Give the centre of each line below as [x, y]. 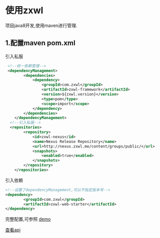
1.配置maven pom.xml [41, 43]
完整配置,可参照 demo [28, 219]
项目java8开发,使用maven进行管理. [41, 25]
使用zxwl [24, 10]
